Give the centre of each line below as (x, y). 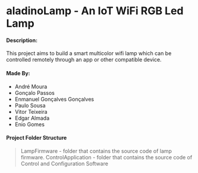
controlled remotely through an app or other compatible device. (84, 60)
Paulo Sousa (30, 105)
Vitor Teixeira (31, 111)
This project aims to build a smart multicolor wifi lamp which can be (89, 53)
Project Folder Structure (37, 138)
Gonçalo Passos (34, 92)
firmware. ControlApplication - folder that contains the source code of (106, 157)
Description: (22, 40)
